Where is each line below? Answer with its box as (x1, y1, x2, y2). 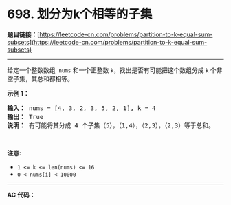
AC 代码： (7, 191, 36, 199)
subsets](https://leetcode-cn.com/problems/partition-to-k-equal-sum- (7, 38, 208, 46)
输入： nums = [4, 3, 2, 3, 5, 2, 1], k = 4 (7, 104, 156, 112)
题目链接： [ (7, 30, 40, 39)
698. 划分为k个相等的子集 (7, 6, 153, 22)
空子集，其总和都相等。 (7, 74, 74, 83)
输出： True (7, 113, 44, 120)
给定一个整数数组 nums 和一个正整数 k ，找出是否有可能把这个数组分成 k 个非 (7, 66, 223, 74)
